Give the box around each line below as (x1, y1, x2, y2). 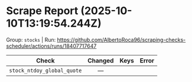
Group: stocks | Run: (6, 36, 56, 43)
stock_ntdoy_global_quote (9, 67, 82, 74)
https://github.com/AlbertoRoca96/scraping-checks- (57, 36, 186, 43)
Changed (87, 56, 114, 64)
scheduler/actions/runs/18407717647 (6, 42, 97, 50)
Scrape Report (6, 4, 79, 18)
